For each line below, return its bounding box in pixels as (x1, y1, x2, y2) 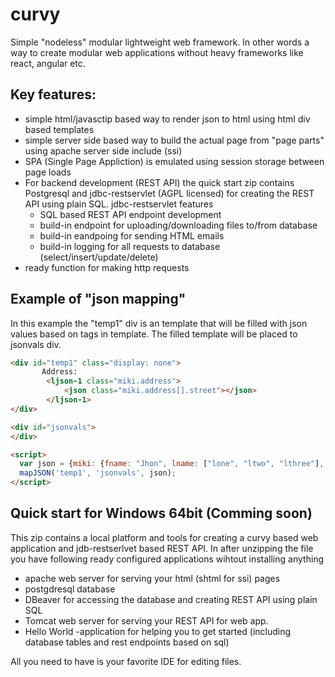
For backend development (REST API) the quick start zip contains (24, 176, 295, 188)
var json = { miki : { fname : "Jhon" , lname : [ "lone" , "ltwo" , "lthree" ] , (19, 459, 325, 469)
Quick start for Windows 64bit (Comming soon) (10, 505, 313, 522)
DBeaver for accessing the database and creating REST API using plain (24, 593, 318, 605)
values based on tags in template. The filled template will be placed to (10, 328, 298, 340)
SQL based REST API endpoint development (39, 208, 222, 220)
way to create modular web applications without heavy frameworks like (10, 46, 304, 58)
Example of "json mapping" (10, 291, 187, 308)
